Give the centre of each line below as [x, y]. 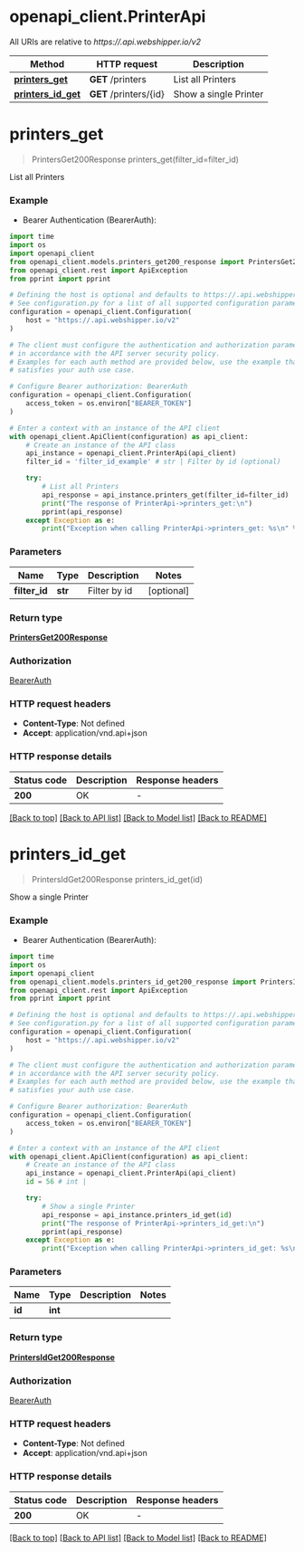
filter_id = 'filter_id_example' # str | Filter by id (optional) [153, 462]
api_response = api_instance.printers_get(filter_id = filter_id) [166, 495]
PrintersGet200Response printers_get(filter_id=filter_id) [135, 159]
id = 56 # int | [57, 1182]
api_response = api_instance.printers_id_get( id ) [137, 1214]
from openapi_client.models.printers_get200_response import [127, 262]
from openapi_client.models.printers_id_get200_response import [133, 982]
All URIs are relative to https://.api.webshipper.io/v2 [105, 42]
